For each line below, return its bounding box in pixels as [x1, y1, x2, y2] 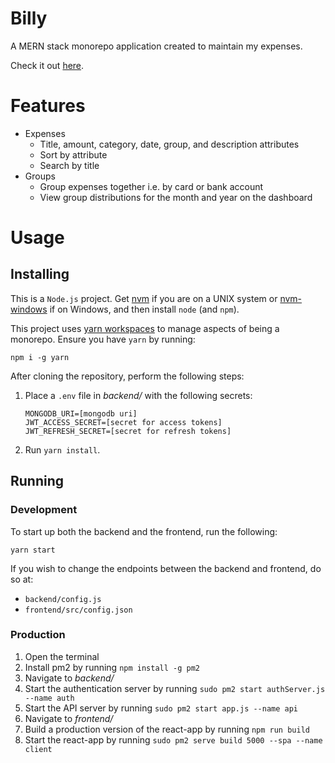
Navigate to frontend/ [24, 712, 114, 724]
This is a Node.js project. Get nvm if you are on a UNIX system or [10, 292, 278, 304]
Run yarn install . [24, 443, 101, 456]
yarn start [10, 545, 56, 555]
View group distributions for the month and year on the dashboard [39, 191, 313, 203]
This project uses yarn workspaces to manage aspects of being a [10, 322, 280, 334]
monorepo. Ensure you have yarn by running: [10, 333, 196, 345]
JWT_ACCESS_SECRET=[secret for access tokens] [24, 417, 223, 427]
